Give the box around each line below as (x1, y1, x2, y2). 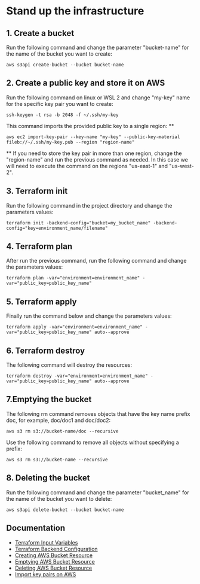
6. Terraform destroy (6, 345, 85, 355)
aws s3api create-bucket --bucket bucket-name (6, 62, 124, 68)
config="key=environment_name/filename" (6, 225, 109, 231)
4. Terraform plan (6, 241, 73, 252)
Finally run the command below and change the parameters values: (6, 312, 172, 320)
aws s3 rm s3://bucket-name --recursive (6, 457, 109, 463)
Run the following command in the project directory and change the (6, 202, 173, 209)
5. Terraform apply (6, 296, 77, 306)
